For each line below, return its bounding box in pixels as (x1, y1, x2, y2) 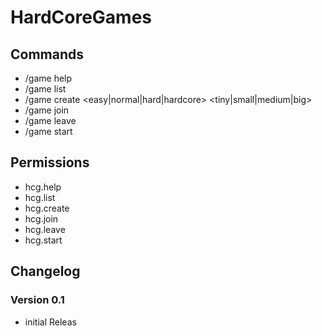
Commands (10, 46, 85, 63)
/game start (24, 126, 73, 137)
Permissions (10, 154, 90, 171)
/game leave (24, 115, 77, 126)
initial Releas (24, 316, 77, 328)
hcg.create (24, 202, 70, 214)
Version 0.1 (10, 293, 65, 307)
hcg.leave (24, 223, 66, 235)
